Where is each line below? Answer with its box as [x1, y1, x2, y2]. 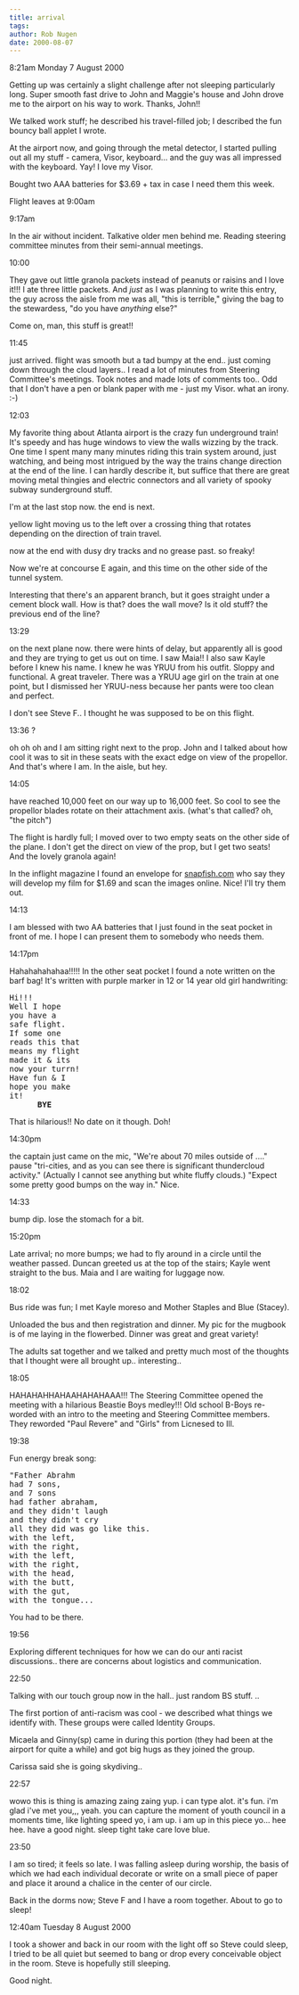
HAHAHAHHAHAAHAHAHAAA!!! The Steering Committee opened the [9, 1390, 264, 1401]
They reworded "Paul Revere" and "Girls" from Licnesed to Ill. [9, 1419, 235, 1430]
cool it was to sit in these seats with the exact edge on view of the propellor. [9, 752, 288, 763]
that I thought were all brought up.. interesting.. [9, 1356, 182, 1366]
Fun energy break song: [9, 1453, 97, 1463]
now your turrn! [9, 1064, 80, 1075]
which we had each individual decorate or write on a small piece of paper [9, 1868, 279, 1879]
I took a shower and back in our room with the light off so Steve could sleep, [9, 1939, 288, 1950]
